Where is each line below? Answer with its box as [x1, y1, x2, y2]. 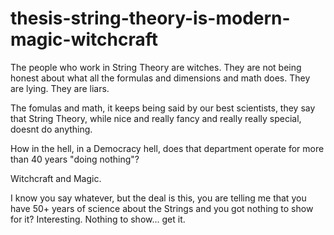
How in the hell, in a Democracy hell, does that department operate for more [10, 142, 325, 154]
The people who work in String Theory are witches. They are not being [10, 61, 302, 73]
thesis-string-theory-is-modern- [10, 7, 291, 30]
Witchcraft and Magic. [10, 172, 102, 184]
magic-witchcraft [10, 28, 158, 51]
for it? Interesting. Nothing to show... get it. [10, 213, 186, 225]
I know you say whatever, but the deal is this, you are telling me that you [10, 192, 307, 204]
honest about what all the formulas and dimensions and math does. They [10, 72, 311, 84]
